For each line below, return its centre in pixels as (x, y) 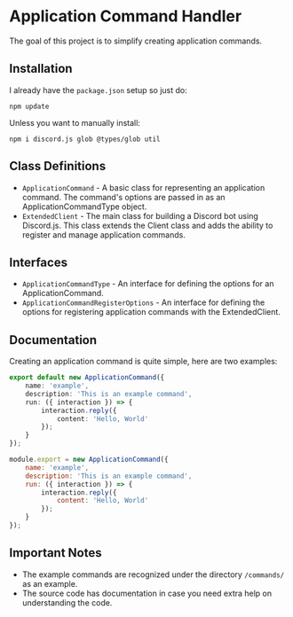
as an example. (50, 583)
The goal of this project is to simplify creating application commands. (136, 41)
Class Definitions (58, 166)
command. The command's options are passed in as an (123, 197)
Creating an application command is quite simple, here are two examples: (143, 362)
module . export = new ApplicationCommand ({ (89, 460)
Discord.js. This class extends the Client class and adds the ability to (147, 225)
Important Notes (55, 553)
